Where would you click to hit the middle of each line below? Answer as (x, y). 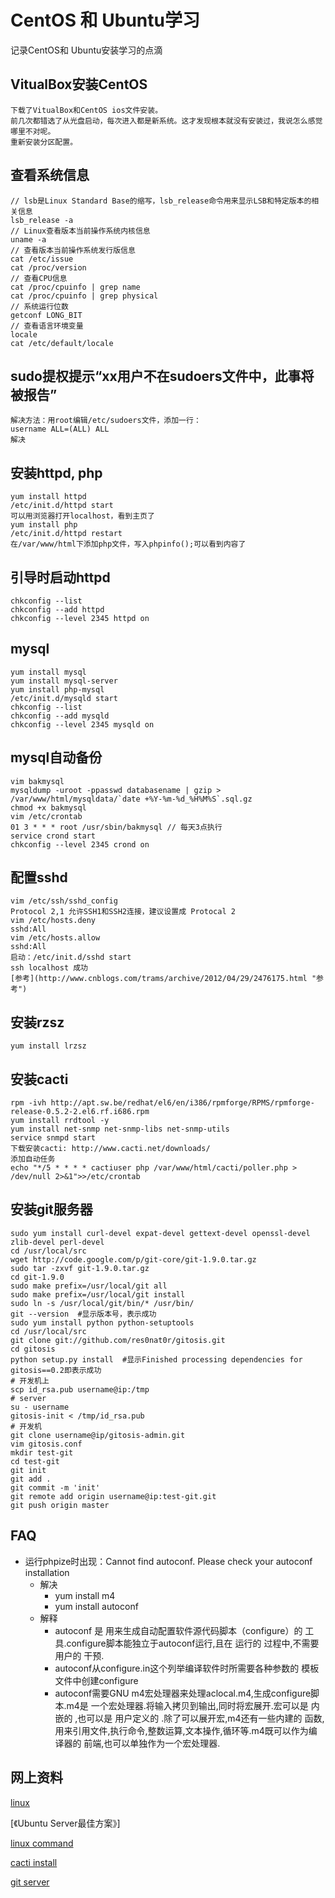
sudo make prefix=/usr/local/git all (89, 1286)
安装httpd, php (56, 472)
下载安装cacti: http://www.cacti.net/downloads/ (110, 1149)
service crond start (53, 836)
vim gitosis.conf (46, 1444)
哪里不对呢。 (33, 131)
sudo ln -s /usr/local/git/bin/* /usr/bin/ (102, 1303)
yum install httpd (48, 497)
